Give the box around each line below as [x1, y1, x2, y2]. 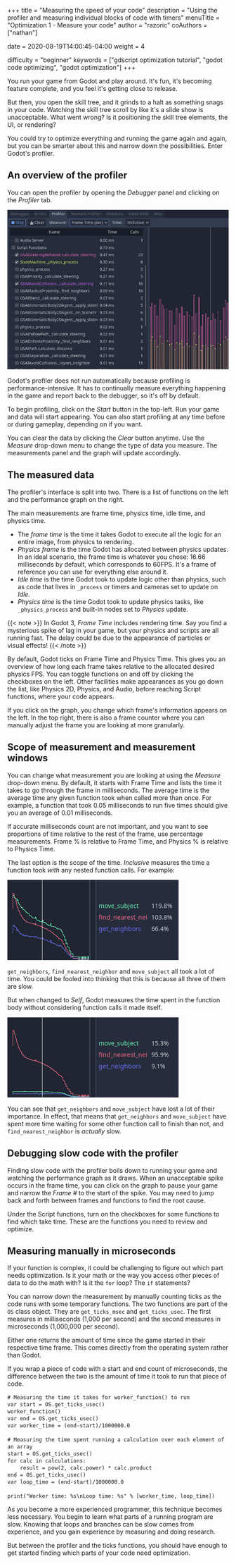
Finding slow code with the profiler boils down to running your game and [7, 1166, 218, 1174]
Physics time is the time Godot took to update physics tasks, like [17, 597, 204, 605]
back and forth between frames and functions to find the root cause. [7, 1196, 206, 1205]
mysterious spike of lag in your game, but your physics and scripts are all [7, 626, 219, 634]
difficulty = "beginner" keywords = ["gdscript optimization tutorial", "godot [7, 56, 223, 64]
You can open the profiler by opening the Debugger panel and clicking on [7, 188, 220, 197]
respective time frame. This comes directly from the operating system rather [7, 1343, 228, 1352]
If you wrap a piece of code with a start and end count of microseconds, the [7, 1365, 228, 1373]
